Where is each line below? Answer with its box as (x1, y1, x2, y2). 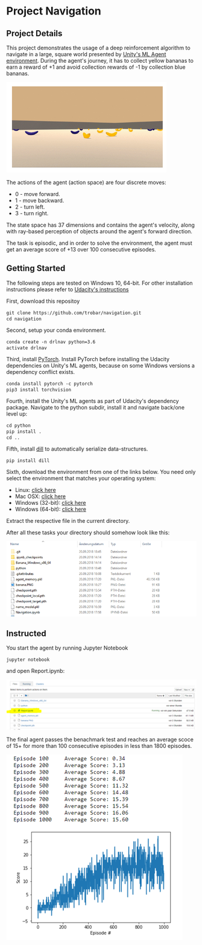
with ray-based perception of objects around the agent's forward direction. (6, 228, 193, 235)
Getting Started (6, 264, 66, 274)
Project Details (6, 28, 63, 39)
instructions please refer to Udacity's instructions (6, 285, 129, 293)
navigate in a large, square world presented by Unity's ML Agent (6, 51, 166, 58)
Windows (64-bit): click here (14, 505, 86, 513)
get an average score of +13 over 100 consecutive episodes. (6, 246, 157, 253)
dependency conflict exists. (6, 368, 75, 375)
